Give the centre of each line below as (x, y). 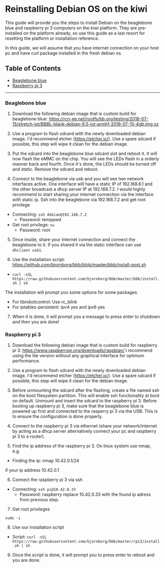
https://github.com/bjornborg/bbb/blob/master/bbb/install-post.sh (79, 265)
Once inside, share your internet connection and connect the (74, 240)
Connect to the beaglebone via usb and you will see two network (78, 179)
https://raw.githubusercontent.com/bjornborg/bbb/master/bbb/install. (86, 279)
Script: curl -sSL (29, 537)
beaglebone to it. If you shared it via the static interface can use (77, 245)
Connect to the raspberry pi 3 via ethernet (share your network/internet (84, 426)
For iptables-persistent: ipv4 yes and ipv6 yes (58, 307)
